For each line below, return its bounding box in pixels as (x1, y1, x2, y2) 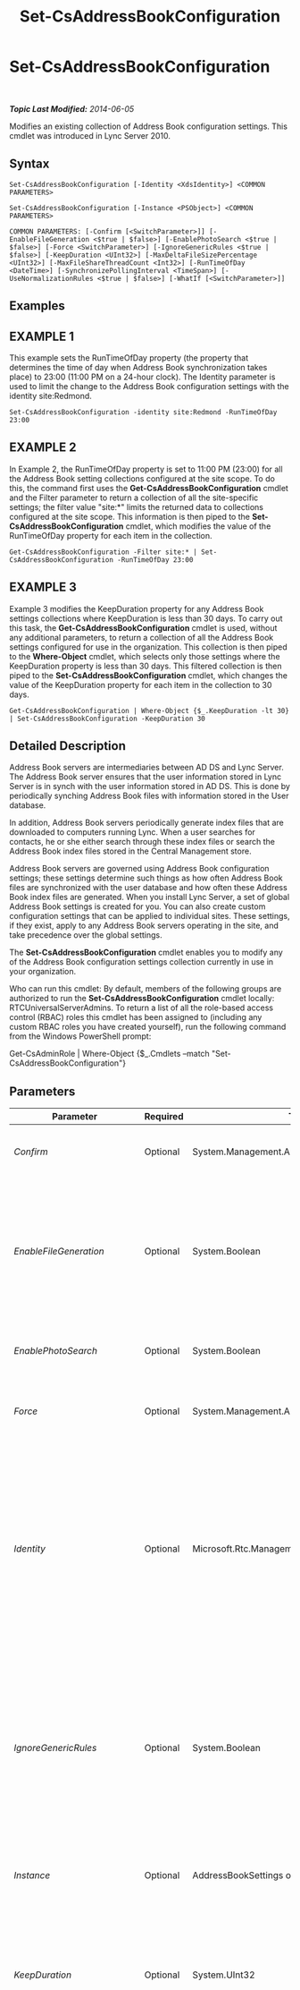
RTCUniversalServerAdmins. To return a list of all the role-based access (9, 1002, 274, 1013)
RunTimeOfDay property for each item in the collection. (9, 530, 212, 540)
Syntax (9, 157, 50, 172)
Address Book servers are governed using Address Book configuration (9, 863, 270, 874)
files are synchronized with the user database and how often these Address (9, 882, 287, 893)
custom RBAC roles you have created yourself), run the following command (9, 1022, 287, 1033)
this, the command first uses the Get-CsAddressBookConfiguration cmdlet (9, 482, 288, 493)
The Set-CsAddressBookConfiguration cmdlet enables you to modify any (9, 947, 283, 958)
